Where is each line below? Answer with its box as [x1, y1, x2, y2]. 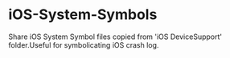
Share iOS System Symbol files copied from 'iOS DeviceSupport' [8, 32, 223, 41]
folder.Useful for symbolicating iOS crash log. [8, 40, 159, 49]
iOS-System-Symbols [8, 6, 158, 24]
